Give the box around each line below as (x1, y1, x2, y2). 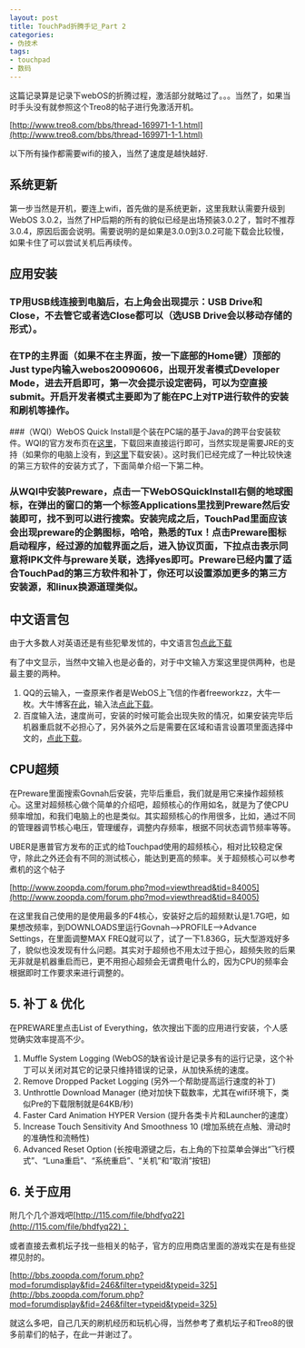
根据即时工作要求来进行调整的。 (9, 966, 129, 977)
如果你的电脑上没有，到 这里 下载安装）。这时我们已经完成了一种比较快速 (25, 449, 292, 460)
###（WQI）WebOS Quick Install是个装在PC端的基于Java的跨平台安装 (9, 426, 273, 437)
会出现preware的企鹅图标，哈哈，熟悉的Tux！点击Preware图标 (9, 526, 287, 539)
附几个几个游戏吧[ (9, 1210, 77, 1221)
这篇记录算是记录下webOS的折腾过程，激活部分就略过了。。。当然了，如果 (9, 90, 283, 101)
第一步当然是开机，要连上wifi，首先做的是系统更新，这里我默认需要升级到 (9, 203, 286, 213)
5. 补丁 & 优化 (9, 996, 84, 1012)
